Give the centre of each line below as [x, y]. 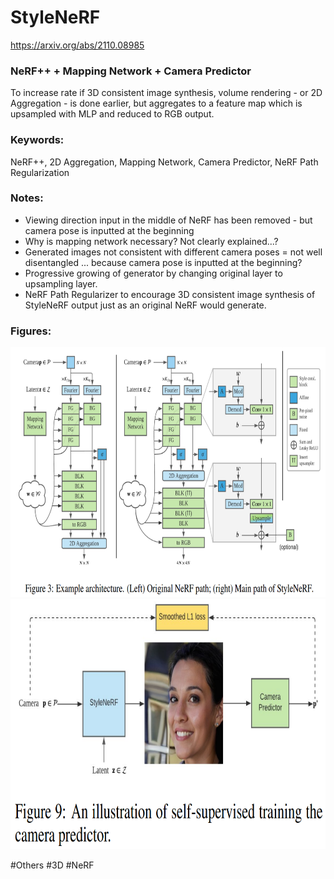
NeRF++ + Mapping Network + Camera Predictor [131, 71]
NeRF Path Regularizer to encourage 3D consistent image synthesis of [170, 294]
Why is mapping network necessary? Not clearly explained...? [151, 241]
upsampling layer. [61, 283]
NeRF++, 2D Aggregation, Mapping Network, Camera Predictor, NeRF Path [164, 162]
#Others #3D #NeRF [52, 865]
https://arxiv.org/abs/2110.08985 [77, 45]
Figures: [31, 331]
